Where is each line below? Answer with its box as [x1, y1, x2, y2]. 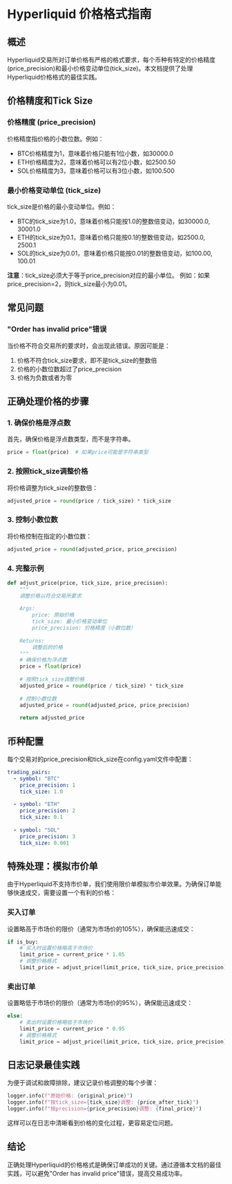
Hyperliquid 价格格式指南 [7, 6, 152, 22]
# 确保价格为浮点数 [19, 657, 68, 664]
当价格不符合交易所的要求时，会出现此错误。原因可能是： [7, 341, 171, 350]
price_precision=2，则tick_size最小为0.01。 [7, 279, 131, 288]
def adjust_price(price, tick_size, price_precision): [7, 579, 168, 586]
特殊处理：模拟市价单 [7, 860, 98, 872]
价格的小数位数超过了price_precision [17, 364, 122, 373]
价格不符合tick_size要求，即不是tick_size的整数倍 [17, 356, 157, 364]
